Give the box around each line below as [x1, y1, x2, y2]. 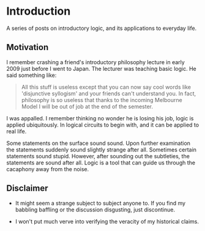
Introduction [6, 4, 71, 18]
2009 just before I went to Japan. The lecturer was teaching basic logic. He [6, 65, 197, 72]
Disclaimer [6, 183, 48, 194]
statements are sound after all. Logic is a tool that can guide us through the [6, 159, 196, 166]
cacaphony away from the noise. [6, 165, 89, 172]
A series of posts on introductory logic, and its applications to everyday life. [6, 24, 197, 32]
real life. [6, 127, 27, 135]
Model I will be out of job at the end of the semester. [21, 103, 153, 110]
